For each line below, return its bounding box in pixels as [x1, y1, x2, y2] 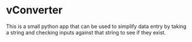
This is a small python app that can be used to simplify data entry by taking [6, 23, 187, 30]
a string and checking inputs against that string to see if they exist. [6, 29, 166, 36]
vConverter [6, 3, 63, 17]
